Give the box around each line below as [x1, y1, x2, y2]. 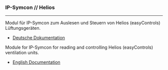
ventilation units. [5, 50, 39, 56]
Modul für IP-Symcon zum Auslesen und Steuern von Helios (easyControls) [5, 20, 161, 26]
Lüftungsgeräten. [5, 25, 41, 31]
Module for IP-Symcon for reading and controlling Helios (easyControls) [5, 44, 153, 51]
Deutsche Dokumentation [12, 35, 65, 41]
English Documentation [12, 59, 61, 66]
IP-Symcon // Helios [5, 4, 55, 11]
